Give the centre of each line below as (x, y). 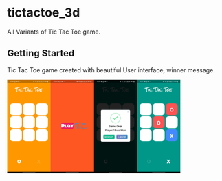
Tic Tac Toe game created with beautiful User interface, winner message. (111, 70)
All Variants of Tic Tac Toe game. (54, 32)
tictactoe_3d (44, 13)
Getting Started (41, 53)
